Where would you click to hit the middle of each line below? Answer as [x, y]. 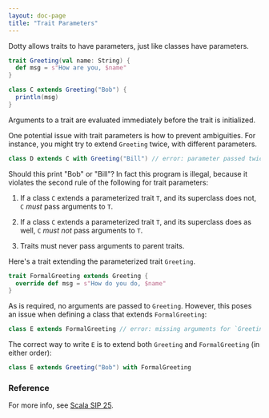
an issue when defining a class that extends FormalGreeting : [108, 314]
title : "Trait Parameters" [53, 23]
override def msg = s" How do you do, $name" [91, 283]
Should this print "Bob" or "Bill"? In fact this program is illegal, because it [128, 173]
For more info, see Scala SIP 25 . [61, 405]
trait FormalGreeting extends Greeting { [78, 276]
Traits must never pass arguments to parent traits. [102, 245]
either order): [30, 353]
